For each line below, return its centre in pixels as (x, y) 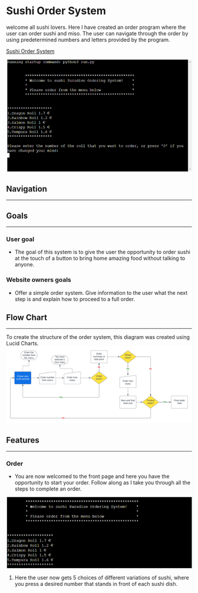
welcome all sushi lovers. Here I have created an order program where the (96, 27)
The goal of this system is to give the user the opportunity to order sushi (102, 252)
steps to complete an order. (48, 489)
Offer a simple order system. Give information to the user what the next (101, 292)
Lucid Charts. (22, 344)
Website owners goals (39, 280)
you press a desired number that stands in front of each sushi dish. (96, 584)
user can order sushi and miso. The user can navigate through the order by (97, 33)
